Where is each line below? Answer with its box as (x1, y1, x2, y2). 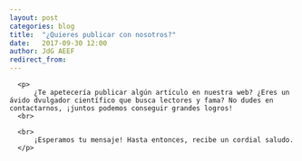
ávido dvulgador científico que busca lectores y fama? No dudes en (9, 96, 274, 105)
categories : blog (9, 22, 75, 31)
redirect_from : (9, 55, 67, 64)
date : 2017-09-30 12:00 (9, 38, 107, 48)
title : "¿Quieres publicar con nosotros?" (9, 30, 177, 39)
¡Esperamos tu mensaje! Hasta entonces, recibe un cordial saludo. (33, 136, 295, 145)
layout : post (9, 13, 59, 23)
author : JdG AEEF (9, 47, 75, 56)
